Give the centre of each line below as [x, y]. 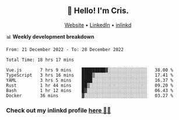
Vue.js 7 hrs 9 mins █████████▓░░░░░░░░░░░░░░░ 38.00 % [90, 70]
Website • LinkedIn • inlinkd [98, 25]
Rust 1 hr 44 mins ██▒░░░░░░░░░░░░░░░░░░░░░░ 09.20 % [90, 85]
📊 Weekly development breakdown [50, 36]
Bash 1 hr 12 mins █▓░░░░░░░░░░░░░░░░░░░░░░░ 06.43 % [90, 90]
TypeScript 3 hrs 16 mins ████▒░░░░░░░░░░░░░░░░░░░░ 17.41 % [90, 75]
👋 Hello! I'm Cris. [98, 11]
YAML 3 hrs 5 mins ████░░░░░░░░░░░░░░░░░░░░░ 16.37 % [90, 80]
